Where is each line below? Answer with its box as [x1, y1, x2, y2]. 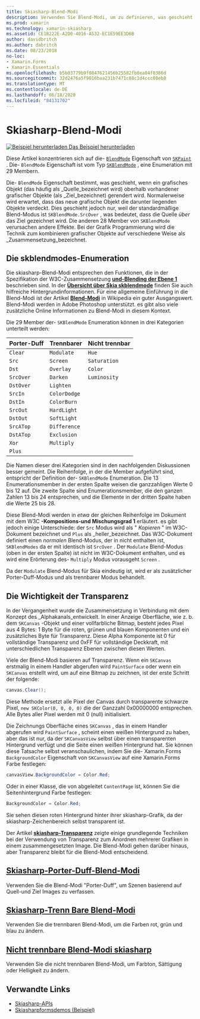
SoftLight [49, 415, 77, 422]
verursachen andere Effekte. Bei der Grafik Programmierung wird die [6, 223, 175, 231]
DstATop [9, 431, 31, 438]
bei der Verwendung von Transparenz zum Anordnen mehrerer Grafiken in [6, 836, 189, 843]
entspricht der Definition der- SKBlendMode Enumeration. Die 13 [6, 474, 159, 481]
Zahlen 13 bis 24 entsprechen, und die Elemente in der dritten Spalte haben [6, 493, 191, 501]
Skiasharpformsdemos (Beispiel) [14, 1006, 95, 1014]
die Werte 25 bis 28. [6, 500, 56, 507]
